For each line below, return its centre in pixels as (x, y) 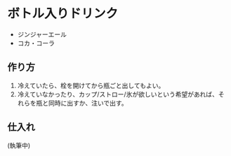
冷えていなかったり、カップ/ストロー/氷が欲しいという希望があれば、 (118, 94)
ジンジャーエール (42, 34)
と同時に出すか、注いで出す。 (85, 103)
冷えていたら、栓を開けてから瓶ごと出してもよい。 (91, 85)
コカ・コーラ (36, 43)
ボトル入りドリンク (63, 14)
